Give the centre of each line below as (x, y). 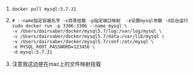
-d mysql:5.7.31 (32, 52)
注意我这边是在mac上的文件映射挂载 (56, 64)
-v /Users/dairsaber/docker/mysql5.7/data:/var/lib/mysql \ (88, 36)
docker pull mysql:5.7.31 (44, 9)
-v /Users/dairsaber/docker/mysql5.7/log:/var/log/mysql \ (87, 31)
